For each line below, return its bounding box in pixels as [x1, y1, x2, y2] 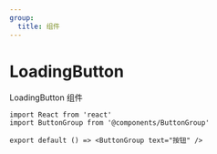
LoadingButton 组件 [9, 92, 84, 103]
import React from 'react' [9, 110, 112, 119]
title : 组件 [17, 22, 61, 31]
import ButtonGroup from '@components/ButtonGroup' [9, 118, 210, 128]
